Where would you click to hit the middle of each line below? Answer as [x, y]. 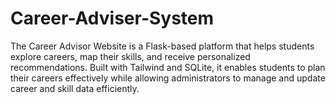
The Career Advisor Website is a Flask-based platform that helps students [162, 46]
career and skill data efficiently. [75, 88]
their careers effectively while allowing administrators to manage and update [168, 78]
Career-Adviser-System [112, 18]
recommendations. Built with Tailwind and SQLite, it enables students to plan [168, 67]
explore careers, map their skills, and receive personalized [130, 56]
